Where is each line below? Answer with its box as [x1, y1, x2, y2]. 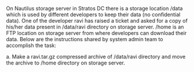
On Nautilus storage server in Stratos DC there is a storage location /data [6, 5, 183, 12]
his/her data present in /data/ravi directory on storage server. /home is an [6, 23, 184, 30]
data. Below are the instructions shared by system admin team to [6, 36, 163, 42]
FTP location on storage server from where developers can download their [6, 30, 187, 37]
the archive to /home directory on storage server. [6, 59, 125, 66]
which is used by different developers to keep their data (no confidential [6, 11, 181, 18]
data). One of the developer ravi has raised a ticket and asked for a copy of [6, 17, 188, 24]
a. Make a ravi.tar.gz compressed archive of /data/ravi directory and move [6, 53, 186, 60]
